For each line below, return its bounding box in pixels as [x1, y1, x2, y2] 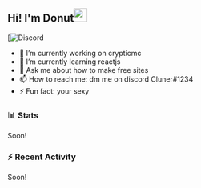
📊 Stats [7, 110, 39, 121]
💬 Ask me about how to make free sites [18, 65, 149, 74]
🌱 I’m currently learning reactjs [18, 57, 121, 66]
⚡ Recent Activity [7, 151, 77, 162]
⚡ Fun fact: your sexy [18, 86, 90, 96]
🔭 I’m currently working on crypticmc [18, 48, 142, 58]
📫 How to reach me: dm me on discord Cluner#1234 [18, 74, 194, 84]
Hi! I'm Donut [7, 11, 74, 25]
